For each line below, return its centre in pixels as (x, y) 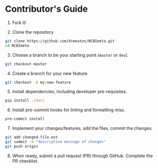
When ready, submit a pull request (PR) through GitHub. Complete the (82, 156)
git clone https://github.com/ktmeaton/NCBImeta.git (60, 41)
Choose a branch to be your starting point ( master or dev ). (70, 55)
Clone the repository (33, 32)
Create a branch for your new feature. (50, 73)
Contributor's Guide (46, 9)
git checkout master (26, 64)
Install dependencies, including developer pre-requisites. (69, 92)
